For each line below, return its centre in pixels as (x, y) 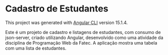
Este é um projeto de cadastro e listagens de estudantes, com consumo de (83, 32)
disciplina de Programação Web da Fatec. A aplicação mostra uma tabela (81, 42)
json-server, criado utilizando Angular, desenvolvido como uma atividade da (84, 37)
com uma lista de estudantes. (36, 48)
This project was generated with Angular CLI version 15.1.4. (67, 22)
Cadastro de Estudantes (57, 9)
